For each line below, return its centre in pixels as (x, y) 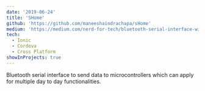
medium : (16, 29)
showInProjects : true (34, 57)
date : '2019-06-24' (31, 12)
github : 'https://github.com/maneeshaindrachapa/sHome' (79, 23)
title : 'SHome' (26, 18)
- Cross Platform (34, 52)
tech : (13, 35)
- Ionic (22, 40)
